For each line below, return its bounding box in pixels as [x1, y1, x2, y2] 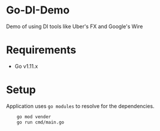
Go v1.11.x [14, 63, 38, 70]
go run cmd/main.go [16, 119, 65, 125]
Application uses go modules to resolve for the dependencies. [6, 102, 155, 109]
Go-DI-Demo [6, 4, 70, 17]
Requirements [6, 43, 76, 57]
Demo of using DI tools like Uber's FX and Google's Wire [6, 23, 143, 30]
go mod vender [16, 113, 51, 120]
